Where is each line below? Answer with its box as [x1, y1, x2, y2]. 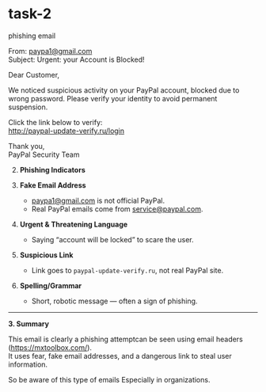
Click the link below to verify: [8, 117, 103, 127]
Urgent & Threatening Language [19, 219, 128, 229]
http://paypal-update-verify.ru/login [8, 126, 125, 135]
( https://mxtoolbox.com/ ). [8, 342, 93, 352]
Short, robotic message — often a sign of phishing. [31, 296, 198, 306]
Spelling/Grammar [19, 280, 82, 290]
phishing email [8, 31, 56, 40]
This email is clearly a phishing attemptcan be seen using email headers [8, 334, 243, 344]
